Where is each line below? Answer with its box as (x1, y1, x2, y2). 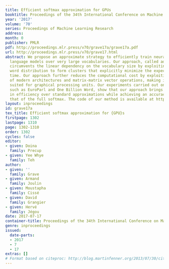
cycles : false (5, 134, 35, 139)
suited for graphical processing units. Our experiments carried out (10, 82, 158, 87)
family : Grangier (10, 200, 46, 205)
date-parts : (10, 233, 35, 238)
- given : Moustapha (5, 186, 46, 191)
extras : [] (5, 251, 28, 256)
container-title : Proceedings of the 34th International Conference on (5, 219, 158, 224)
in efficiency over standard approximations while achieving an (10, 92, 147, 97)
